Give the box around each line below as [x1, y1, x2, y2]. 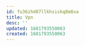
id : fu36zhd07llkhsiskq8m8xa [6, 8, 79, 15]
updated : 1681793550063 [6, 25, 66, 32]
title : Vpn [6, 14, 34, 20]
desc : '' [6, 20, 28, 26]
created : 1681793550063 [6, 31, 66, 37]
